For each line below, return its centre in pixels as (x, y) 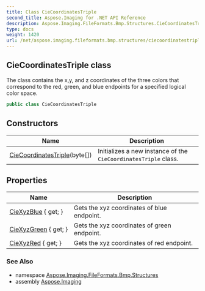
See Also (20, 262)
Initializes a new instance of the (142, 151)
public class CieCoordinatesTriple (52, 104)
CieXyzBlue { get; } (36, 212)
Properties (27, 180)
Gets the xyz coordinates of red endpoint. (134, 243)
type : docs (20, 29)
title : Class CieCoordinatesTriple (52, 12)
